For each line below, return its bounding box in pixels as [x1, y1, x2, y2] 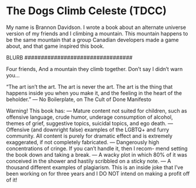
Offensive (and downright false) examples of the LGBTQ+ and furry [6, 126, 169, 133]
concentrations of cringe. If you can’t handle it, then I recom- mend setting [6, 145, 188, 152]
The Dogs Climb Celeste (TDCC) [6, 4, 167, 18]
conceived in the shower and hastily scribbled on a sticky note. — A [6, 157, 171, 164]
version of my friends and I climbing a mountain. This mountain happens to [6, 30, 188, 37]
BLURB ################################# [6, 54, 133, 61]
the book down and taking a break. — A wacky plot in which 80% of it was [6, 151, 188, 158]
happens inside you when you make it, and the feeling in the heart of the [6, 89, 182, 96]
